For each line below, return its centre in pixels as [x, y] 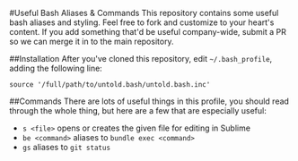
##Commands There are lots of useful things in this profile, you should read [149, 101]
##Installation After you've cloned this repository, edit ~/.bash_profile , [141, 59]
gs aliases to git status [66, 147]
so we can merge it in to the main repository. [92, 41]
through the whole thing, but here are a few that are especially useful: [138, 110]
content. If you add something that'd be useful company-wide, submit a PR [148, 32]
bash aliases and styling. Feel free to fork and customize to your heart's [142, 22]
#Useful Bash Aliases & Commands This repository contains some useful [144, 13]
